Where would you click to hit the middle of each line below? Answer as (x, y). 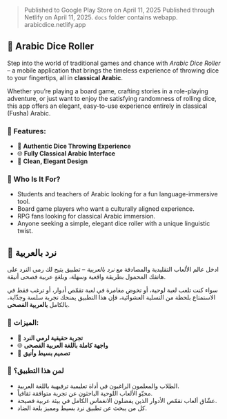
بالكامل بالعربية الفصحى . (39, 305)
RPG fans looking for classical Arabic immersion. (86, 216)
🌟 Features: (27, 131)
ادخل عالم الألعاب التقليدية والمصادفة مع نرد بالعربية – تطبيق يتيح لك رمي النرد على (113, 270)
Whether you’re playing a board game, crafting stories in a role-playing (108, 91)
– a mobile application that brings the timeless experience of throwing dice (113, 70)
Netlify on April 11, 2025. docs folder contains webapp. (101, 17)
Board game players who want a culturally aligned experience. (106, 209)
